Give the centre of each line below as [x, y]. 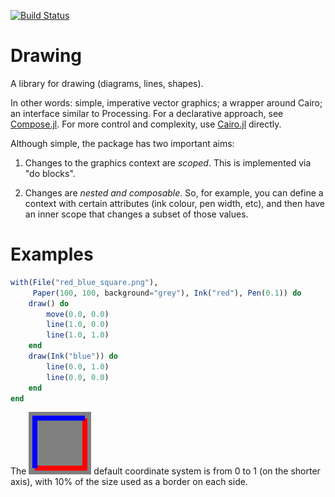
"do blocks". [50, 173]
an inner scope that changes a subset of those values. [136, 214]
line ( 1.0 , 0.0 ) [78, 325]
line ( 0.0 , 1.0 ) [78, 366]
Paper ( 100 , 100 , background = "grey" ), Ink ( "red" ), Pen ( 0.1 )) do [167, 293]
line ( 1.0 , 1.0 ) [78, 335]
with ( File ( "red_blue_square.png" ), [84, 282]
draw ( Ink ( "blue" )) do [73, 356]
